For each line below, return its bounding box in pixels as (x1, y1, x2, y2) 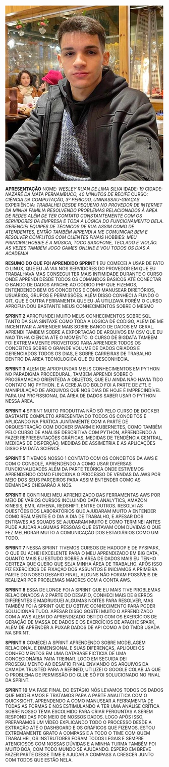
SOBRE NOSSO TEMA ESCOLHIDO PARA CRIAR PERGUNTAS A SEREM (5, 709, 153, 714)
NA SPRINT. (5, 630, 30, 635)
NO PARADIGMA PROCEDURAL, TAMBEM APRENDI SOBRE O (5, 371, 133, 377)
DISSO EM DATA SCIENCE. (5, 446, 61, 451)
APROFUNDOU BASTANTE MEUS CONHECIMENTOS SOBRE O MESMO (5, 303, 154, 309)
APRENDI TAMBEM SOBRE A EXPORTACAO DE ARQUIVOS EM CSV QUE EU (5, 329, 163, 335)
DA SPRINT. (5, 677, 30, 683)
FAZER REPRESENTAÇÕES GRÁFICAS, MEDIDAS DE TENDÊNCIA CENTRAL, (5, 435, 163, 441)
